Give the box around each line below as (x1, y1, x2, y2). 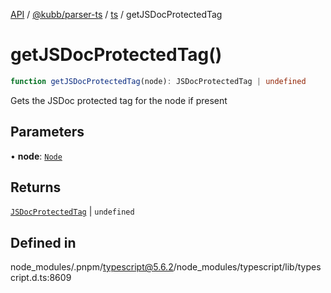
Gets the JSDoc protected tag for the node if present (10, 94, 228, 106)
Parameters (10, 124, 85, 141)
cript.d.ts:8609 (10, 272, 72, 284)
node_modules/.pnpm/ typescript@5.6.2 (10, 261, 174, 273)
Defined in (10, 234, 77, 251)
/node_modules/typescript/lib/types (173, 261, 322, 273)
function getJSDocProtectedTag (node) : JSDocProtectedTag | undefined (10, 76, 307, 86)
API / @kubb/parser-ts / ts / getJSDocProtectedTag (10, 9, 223, 20)
